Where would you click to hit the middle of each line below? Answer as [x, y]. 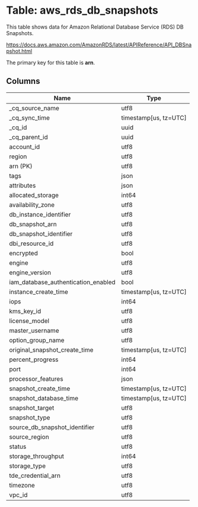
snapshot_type [30, 417]
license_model [29, 321]
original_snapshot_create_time [51, 350]
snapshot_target [32, 408]
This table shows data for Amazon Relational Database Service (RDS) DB [95, 27]
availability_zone [32, 205]
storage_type [28, 466]
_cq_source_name [34, 108]
